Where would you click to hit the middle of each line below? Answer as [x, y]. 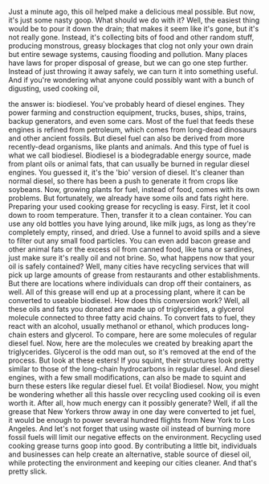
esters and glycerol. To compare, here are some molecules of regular [142, 334]
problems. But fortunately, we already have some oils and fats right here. [128, 198]
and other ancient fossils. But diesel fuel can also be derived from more [126, 138]
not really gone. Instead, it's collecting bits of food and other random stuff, [131, 37]
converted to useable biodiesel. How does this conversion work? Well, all [129, 300]
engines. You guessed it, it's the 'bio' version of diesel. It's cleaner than [126, 172]
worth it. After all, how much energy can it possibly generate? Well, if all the [133, 403]
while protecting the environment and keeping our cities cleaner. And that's [132, 463]
